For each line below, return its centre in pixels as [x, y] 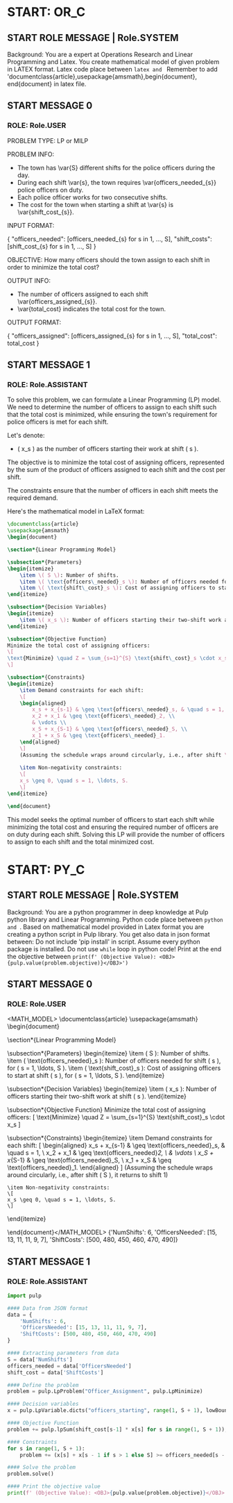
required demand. [33, 498]
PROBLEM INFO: [31, 154]
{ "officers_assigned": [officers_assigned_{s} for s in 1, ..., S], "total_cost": [112, 336]
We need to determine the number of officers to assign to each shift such [112, 407]
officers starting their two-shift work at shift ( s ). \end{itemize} [97, 1097]
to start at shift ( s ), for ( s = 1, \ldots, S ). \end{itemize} [86, 1076]
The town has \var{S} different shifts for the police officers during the [116, 167]
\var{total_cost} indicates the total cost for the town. [92, 309]
